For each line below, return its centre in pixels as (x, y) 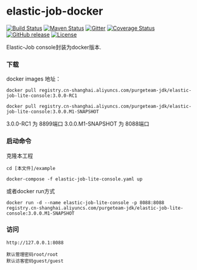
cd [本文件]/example (31, 168)
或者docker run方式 (31, 191)
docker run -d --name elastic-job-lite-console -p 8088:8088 (85, 202)
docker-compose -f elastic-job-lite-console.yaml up (74, 179)
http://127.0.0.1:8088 (35, 243)
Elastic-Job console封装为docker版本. (54, 47)
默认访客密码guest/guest (35, 261)
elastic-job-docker (55, 11)
